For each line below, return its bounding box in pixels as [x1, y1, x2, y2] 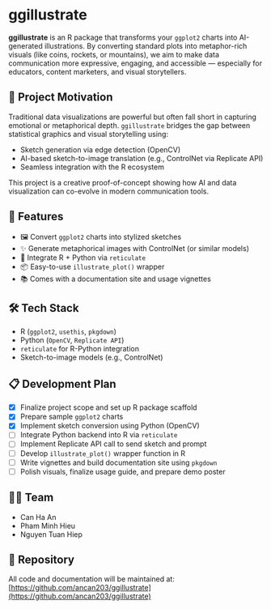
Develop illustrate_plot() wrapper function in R [19, 448, 186, 458]
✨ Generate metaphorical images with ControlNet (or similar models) [19, 243, 249, 253]
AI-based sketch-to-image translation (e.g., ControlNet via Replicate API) [19, 153, 264, 163]
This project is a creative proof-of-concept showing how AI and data [8, 177, 237, 187]
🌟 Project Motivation [8, 91, 113, 104]
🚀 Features [8, 210, 64, 224]
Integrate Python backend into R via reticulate [19, 430, 178, 440]
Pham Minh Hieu [19, 521, 75, 530]
